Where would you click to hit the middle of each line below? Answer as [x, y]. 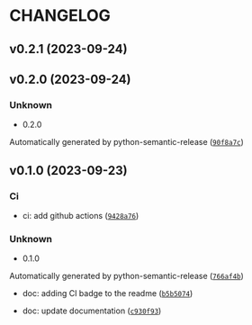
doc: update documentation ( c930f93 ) [92, 311]
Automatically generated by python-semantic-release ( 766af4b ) [127, 276]
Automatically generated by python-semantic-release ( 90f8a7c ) [127, 142]
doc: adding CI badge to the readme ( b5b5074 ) [108, 293]
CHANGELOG [60, 16]
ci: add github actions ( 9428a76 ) [81, 215]
